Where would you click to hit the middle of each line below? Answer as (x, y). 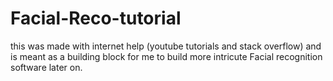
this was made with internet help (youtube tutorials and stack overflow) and (166, 46)
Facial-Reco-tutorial (96, 18)
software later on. (46, 67)
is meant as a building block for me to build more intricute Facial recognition (166, 56)
